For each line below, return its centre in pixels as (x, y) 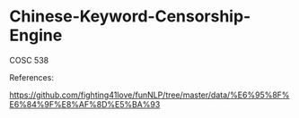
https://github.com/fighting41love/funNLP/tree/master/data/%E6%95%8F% (149, 95)
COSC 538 (29, 60)
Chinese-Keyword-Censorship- (130, 17)
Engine (36, 35)
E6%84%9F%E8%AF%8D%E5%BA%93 (85, 104)
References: (31, 77)
